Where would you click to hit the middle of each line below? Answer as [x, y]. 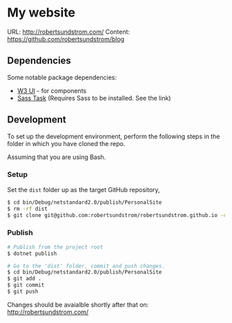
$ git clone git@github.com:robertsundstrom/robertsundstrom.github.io [112, 215]
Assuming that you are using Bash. [57, 157]
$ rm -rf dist [28, 209]
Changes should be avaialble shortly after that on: [78, 304]
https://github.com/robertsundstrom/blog [66, 39]
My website [41, 13]
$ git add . [24, 279]
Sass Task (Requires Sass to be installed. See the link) [94, 98]
